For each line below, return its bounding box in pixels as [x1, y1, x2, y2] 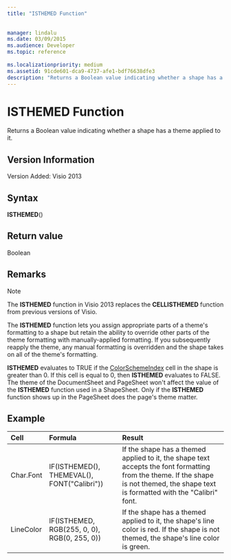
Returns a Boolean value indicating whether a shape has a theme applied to [7, 127, 221, 135]
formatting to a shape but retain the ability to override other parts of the [7, 328, 210, 336]
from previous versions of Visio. [7, 307, 98, 315]
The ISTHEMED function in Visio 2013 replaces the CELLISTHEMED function [7, 300, 224, 309]
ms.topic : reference [7, 49, 67, 56]
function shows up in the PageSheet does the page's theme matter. [7, 393, 198, 401]
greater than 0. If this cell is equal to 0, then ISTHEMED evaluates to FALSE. [7, 371, 221, 379]
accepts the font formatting [122, 462, 211, 472]
